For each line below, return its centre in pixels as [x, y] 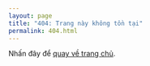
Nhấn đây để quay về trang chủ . [62, 54]
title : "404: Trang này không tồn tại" [76, 23]
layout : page [30, 16]
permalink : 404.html [43, 31]
